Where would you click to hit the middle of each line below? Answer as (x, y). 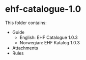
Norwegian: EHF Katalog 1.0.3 (50, 42)
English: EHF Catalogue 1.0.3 (48, 37)
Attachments (25, 48)
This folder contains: (26, 23)
